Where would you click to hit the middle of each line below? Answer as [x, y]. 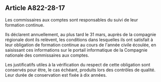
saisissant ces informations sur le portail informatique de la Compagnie [76, 50]
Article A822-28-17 [35, 8]
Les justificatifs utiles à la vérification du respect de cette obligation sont [78, 64]
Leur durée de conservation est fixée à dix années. [56, 75]
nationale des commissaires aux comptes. [47, 55]
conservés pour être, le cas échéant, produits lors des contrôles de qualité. [80, 70]
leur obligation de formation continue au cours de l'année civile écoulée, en [81, 45]
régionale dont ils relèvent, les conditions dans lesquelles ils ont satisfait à [79, 40]
